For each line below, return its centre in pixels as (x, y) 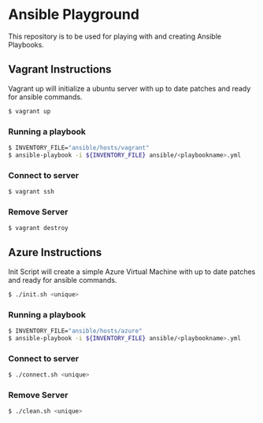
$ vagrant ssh (31, 191)
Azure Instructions (55, 252)
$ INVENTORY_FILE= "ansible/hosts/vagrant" (79, 147)
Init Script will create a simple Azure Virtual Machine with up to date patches (132, 271)
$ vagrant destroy (38, 228)
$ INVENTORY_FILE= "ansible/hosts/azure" (76, 331)
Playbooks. (26, 44)
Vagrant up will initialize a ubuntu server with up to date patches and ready (130, 88)
